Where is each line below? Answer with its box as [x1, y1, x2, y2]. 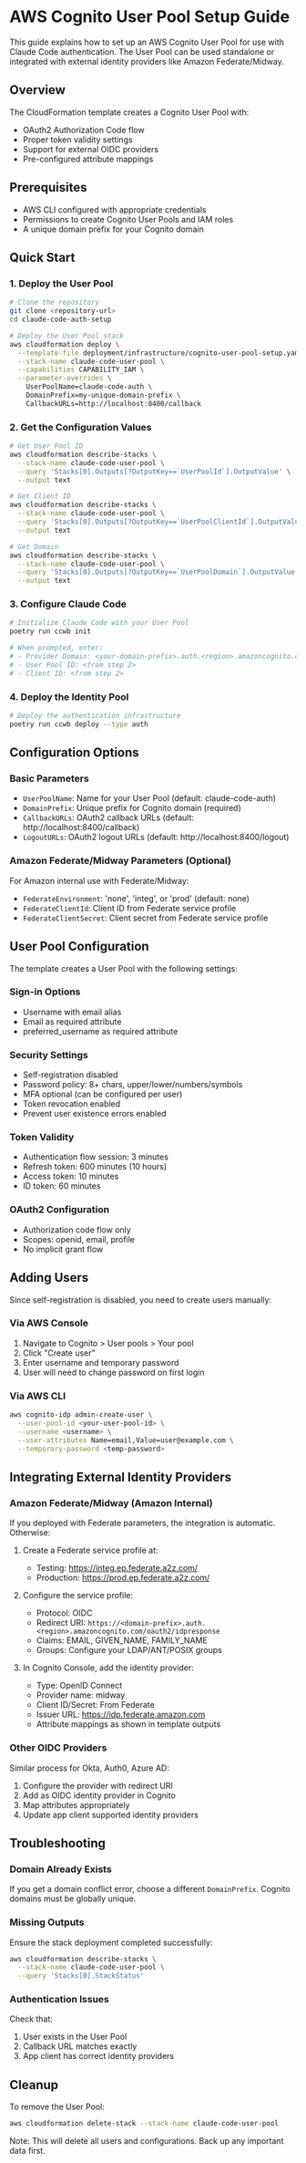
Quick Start [9, 249, 76, 265]
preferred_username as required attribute [22, 1025, 178, 1036]
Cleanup [9, 2077, 59, 2093]
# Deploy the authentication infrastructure [9, 712, 181, 721]
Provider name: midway [36, 1690, 126, 1700]
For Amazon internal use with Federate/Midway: [9, 875, 189, 886]
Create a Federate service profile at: [22, 1544, 158, 1556]
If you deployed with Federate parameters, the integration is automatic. [9, 1517, 276, 1529]
